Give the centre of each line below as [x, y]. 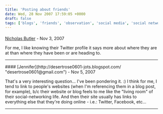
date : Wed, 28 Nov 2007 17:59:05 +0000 [45, 14]
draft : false [18, 18]
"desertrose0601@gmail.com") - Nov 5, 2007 [50, 72]
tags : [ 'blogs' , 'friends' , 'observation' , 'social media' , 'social [76, 23]
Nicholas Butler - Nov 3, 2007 [35, 38]
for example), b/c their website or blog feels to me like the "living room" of [79, 91]
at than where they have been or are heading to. [53, 53]
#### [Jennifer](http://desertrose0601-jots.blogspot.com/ [63, 67]
